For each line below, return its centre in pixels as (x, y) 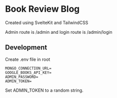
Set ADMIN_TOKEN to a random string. (44, 90)
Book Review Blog (43, 9)
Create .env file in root (28, 59)
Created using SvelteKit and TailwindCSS (47, 23)
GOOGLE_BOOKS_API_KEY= (28, 73)
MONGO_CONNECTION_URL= (28, 68)
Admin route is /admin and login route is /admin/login (59, 32)
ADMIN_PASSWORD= (22, 77)
